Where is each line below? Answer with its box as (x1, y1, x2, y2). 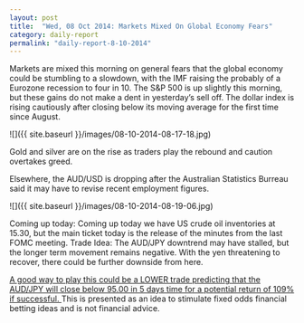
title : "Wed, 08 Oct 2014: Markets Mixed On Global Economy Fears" (9, 22, 273, 31)
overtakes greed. (9, 156, 73, 167)
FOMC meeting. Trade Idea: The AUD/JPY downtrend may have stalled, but (9, 237, 290, 249)
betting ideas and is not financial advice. (9, 303, 160, 314)
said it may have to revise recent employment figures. (9, 183, 210, 195)
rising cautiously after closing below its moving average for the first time (9, 101, 279, 113)
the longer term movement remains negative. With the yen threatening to (9, 247, 280, 258)
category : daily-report (9, 30, 100, 39)
